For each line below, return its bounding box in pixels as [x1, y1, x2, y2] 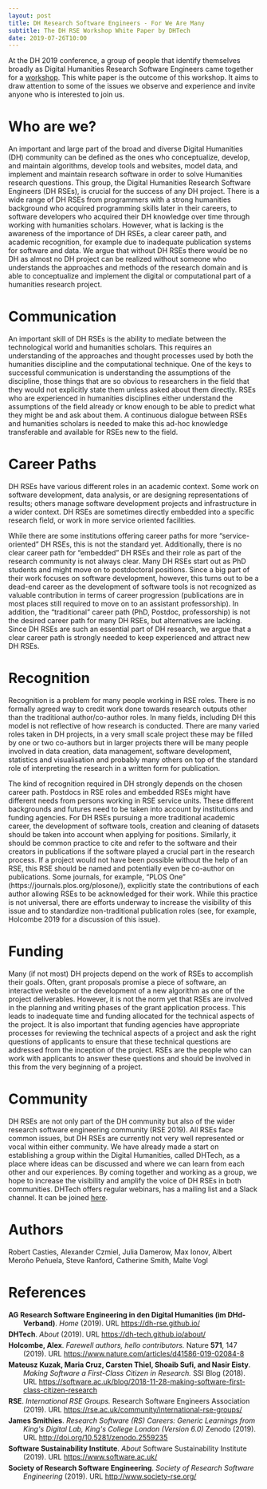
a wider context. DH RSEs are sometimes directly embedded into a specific [8, 508, 255, 517]
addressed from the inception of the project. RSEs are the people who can [8, 1045, 253, 1054]
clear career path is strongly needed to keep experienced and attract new [8, 633, 250, 642]
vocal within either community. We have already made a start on [8, 1142, 219, 1151]
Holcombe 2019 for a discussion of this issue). [8, 914, 161, 924]
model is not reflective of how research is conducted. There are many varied [8, 721, 260, 730]
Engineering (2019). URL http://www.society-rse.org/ [23, 1471, 197, 1481]
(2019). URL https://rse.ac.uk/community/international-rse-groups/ [23, 1404, 243, 1414]
